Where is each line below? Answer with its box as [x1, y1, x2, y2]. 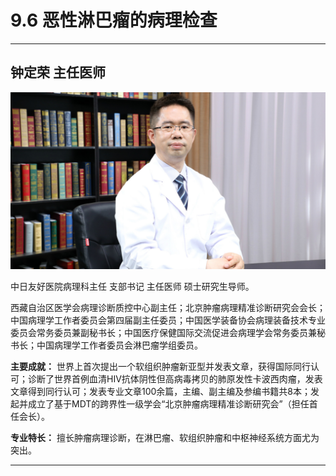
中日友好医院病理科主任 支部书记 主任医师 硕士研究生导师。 [10, 281, 255, 293]
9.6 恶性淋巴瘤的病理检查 [10, 9, 218, 32]
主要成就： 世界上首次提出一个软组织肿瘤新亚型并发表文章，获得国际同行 [10, 361, 311, 373]
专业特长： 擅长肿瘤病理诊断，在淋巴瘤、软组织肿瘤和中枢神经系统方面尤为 [10, 432, 320, 444]
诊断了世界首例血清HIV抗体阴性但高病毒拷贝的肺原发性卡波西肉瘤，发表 [27, 373, 323, 385]
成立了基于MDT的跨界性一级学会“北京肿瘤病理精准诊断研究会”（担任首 [27, 398, 318, 410]
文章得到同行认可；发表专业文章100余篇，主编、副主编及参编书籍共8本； [10, 386, 312, 398]
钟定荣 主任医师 [10, 64, 106, 81]
